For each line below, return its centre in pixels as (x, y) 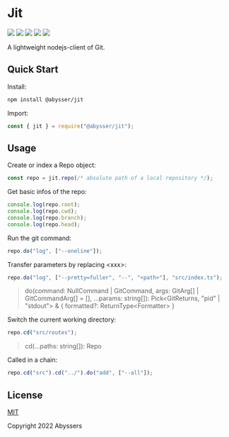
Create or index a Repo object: (52, 165)
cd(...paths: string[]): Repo (63, 346)
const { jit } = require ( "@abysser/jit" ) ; (71, 126)
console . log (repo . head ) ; (44, 225)
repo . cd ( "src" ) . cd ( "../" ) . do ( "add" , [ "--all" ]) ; (80, 373)
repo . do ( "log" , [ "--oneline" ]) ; (55, 251)
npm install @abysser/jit (45, 100)
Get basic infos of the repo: (47, 192)
